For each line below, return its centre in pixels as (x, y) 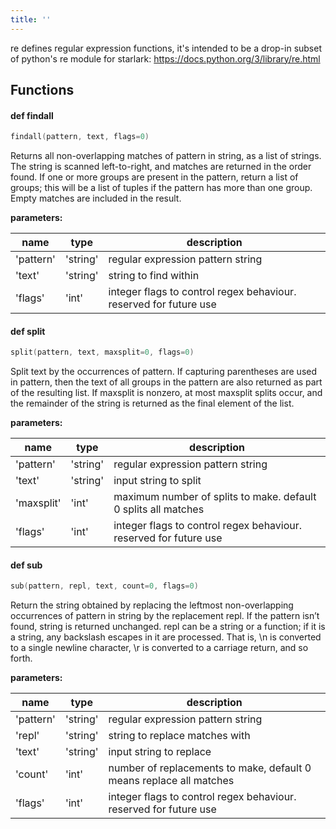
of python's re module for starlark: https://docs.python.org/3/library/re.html (165, 58)
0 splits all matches (159, 509)
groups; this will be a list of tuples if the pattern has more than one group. (161, 188)
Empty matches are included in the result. (96, 198)
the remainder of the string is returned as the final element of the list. (152, 403)
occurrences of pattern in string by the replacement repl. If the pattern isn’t (165, 616)
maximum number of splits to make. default (215, 497)
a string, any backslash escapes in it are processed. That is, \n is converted (166, 637)
